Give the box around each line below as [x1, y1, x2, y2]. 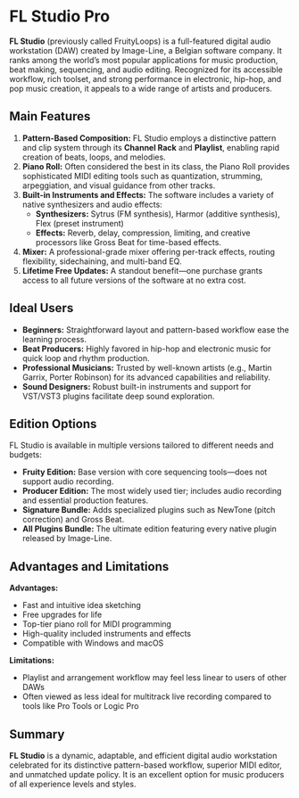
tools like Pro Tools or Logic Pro [21, 701, 139, 712]
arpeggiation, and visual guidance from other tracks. [21, 180, 216, 191]
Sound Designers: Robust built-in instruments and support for [21, 381, 252, 391]
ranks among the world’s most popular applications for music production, [9, 54, 278, 65]
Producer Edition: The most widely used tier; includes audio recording [21, 486, 282, 497]
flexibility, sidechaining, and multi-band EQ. [21, 256, 182, 267]
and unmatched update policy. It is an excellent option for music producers [9, 769, 285, 779]
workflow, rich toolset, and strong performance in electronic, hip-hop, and [9, 73, 282, 84]
